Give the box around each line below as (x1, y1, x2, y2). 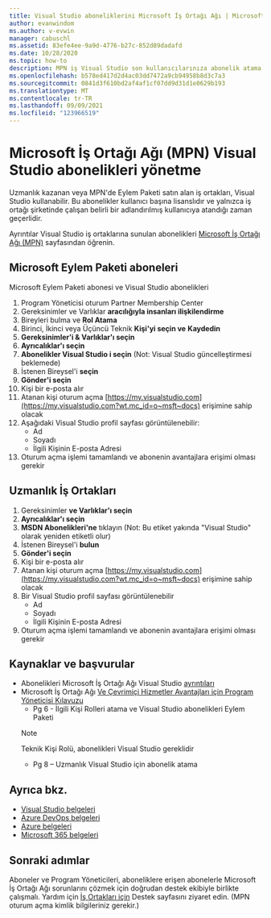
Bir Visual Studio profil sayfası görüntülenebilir (20, 591, 175, 600)
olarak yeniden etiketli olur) (20, 531, 111, 541)
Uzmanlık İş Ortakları (9, 484, 117, 498)
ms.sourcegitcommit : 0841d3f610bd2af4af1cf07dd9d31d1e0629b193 (9, 79, 226, 87)
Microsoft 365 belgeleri (20, 830, 99, 840)
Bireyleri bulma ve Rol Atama (20, 315, 117, 325)
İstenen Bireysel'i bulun (20, 539, 100, 549)
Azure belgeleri (20, 821, 72, 831)
